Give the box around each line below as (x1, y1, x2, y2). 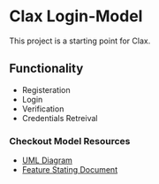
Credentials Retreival (21, 112, 98, 123)
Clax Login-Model (9, 6, 143, 27)
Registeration (21, 84, 71, 95)
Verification (21, 103, 64, 114)
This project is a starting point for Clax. (9, 35, 151, 46)
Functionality (9, 61, 84, 76)
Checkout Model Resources (9, 134, 131, 147)
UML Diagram (21, 155, 73, 165)
